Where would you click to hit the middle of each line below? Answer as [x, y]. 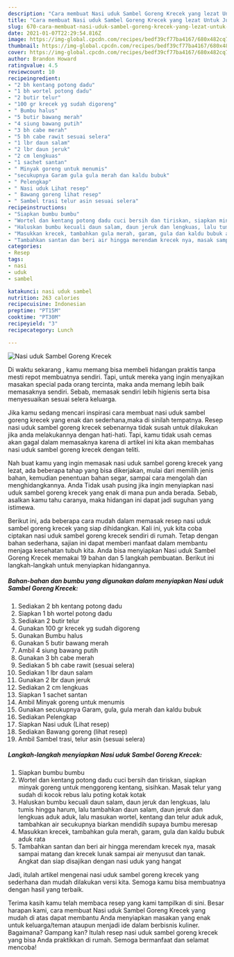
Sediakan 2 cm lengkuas [53, 687]
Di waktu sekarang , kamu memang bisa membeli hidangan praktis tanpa [112, 369]
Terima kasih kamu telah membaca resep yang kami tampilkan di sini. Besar [116, 903]
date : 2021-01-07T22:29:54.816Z [55, 33]
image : [17, 40]
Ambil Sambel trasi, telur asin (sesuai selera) [81, 739]
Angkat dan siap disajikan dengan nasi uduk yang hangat [100, 861]
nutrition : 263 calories [44, 298]
